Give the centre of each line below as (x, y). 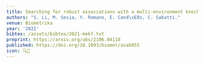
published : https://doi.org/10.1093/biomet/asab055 (73, 46)
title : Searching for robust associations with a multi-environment (95, 12)
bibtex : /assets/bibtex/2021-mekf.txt (55, 34)
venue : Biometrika (29, 23)
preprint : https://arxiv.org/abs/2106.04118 (63, 40)
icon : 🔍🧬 (18, 51)
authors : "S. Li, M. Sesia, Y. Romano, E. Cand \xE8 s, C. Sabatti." (93, 17)
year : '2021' (23, 28)
